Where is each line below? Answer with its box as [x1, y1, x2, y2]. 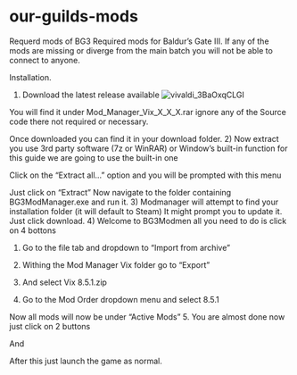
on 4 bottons [9, 225, 56, 236]
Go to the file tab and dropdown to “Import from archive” [21, 242, 230, 253]
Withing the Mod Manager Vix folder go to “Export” [21, 259, 210, 270]
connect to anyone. [9, 54, 80, 65]
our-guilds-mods [9, 6, 138, 27]
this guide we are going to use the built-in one [9, 152, 178, 162]
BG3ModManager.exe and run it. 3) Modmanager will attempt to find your [9, 196, 279, 207]
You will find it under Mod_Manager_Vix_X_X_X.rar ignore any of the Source [9, 106, 287, 117]
